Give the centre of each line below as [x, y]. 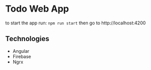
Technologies [27, 39]
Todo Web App [37, 9]
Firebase [22, 56]
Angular [21, 51]
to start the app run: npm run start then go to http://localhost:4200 [75, 23]
